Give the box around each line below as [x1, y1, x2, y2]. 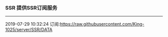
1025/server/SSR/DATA [5, 27, 52, 33]
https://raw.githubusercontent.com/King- [59, 21, 144, 27]
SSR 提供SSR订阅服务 [5, 4, 57, 11]
